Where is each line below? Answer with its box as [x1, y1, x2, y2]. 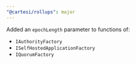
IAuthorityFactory [15, 38, 62, 44]
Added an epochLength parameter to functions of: [6, 26, 130, 33]
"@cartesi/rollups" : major [6, 9, 75, 15]
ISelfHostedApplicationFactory [15, 45, 96, 51]
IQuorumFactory [15, 51, 55, 58]
